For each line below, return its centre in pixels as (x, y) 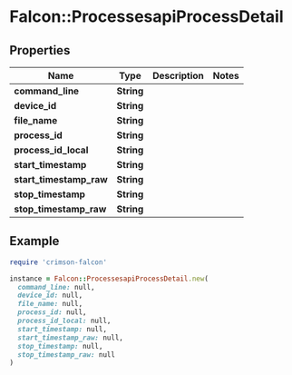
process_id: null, (53, 312)
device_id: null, (50, 296)
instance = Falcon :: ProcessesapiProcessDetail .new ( (109, 279)
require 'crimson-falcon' (58, 262)
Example (34, 241)
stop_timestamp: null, (60, 346)
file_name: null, (50, 304)
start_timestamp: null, (62, 329)
